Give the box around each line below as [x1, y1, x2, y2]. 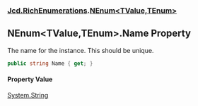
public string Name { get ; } [7, 59, 93, 67]
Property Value [7, 75, 53, 83]
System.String [7, 90, 49, 99]
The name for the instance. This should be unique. [7, 46, 154, 54]
